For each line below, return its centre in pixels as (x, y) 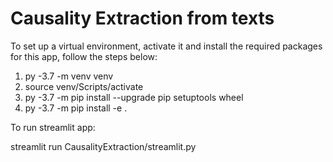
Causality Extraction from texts (142, 18)
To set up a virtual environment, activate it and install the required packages (166, 46)
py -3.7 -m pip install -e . (76, 108)
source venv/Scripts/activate (84, 86)
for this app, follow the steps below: (84, 56)
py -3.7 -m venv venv (69, 76)
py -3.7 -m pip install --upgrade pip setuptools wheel (134, 97)
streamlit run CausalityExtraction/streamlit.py (103, 146)
